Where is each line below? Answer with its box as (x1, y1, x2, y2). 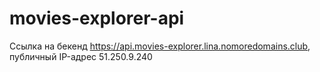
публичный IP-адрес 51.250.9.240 (9, 50, 153, 62)
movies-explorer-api (9, 7, 185, 30)
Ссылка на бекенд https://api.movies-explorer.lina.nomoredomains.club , (9, 40, 311, 52)
